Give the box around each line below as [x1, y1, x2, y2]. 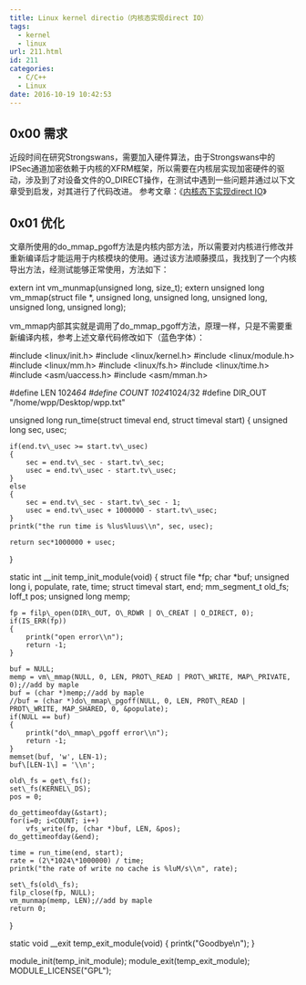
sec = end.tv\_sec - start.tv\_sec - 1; [25, 498, 181, 508]
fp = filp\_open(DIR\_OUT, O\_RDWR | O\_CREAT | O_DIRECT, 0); [9, 609, 255, 618]
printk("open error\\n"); [25, 633, 125, 642]
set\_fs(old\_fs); [9, 880, 79, 890]
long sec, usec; [9, 424, 67, 435]
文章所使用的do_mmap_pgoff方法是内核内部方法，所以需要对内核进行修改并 [9, 241, 294, 252]
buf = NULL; [9, 665, 55, 674]
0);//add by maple [9, 681, 79, 690]
